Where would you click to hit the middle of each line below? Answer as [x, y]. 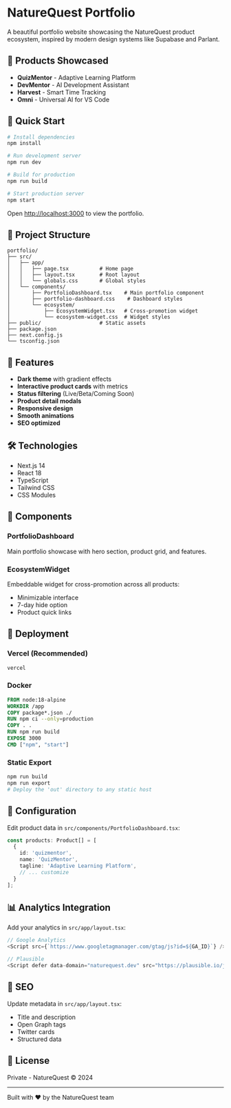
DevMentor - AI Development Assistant [73, 85]
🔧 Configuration [42, 811]
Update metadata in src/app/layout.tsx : [65, 1003]
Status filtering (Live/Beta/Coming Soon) [76, 394]
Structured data [39, 1039]
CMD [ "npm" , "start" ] [38, 744]
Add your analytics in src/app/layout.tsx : [66, 928]
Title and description [46, 1017]
